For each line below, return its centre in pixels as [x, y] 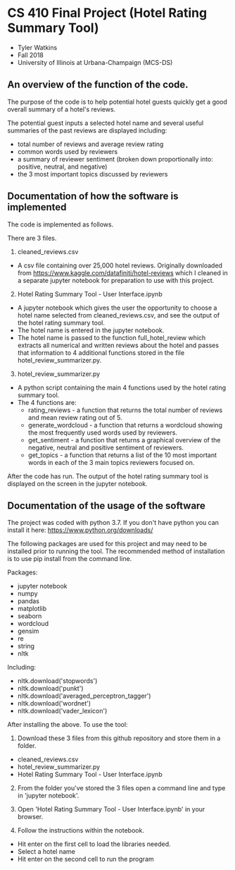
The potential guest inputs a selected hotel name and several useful [106, 123]
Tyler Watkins [37, 47]
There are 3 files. [32, 238]
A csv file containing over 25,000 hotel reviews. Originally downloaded [120, 265]
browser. [30, 817]
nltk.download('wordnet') [54, 703]
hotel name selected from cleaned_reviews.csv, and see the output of [119, 315]
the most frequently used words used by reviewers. [103, 433]
